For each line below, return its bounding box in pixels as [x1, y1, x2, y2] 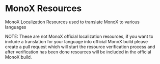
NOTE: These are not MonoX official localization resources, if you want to [5, 33, 154, 39]
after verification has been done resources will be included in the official [5, 49, 151, 55]
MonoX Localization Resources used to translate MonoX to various [5, 19, 140, 25]
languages [5, 24, 27, 30]
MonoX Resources [5, 3, 82, 14]
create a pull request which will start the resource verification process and [5, 44, 156, 49]
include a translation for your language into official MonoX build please [5, 38, 148, 44]
